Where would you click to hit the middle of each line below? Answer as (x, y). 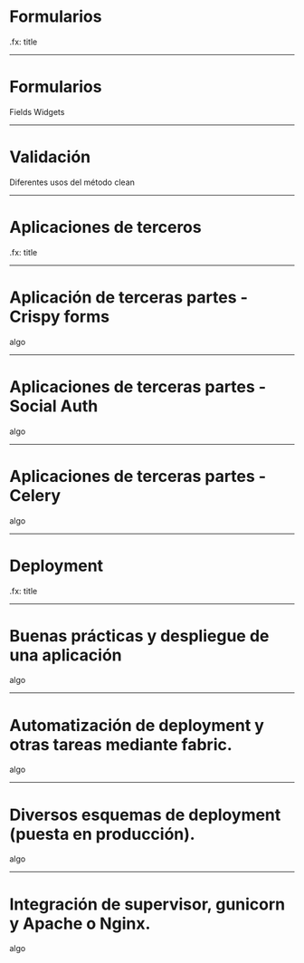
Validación (50, 157)
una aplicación (66, 655)
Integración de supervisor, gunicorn (147, 904)
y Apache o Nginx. (80, 924)
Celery (35, 495)
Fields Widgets (37, 111)
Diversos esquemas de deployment (145, 815)
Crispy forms (60, 317)
